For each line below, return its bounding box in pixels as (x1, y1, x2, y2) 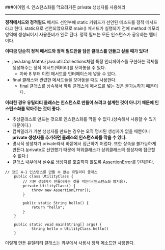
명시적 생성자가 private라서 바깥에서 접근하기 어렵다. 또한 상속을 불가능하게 (12, 141, 156, 146)
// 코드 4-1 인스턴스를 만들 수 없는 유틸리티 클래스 (5, 170, 98, 175)
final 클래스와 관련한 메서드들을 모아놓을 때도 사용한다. (12, 77, 117, 82)
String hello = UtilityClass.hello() (31, 226, 109, 231)
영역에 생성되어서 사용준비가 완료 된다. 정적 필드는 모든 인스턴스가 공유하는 (5, 31, 148, 37)
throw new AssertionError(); (31, 188, 91, 193)
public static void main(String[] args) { (14, 222, 102, 227)
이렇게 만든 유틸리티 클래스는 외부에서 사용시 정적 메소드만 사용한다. (5, 240, 135, 246)
